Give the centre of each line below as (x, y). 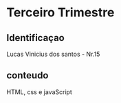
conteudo (27, 75)
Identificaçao (35, 38)
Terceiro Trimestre (60, 13)
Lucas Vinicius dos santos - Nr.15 (53, 54)
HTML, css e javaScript (40, 92)
